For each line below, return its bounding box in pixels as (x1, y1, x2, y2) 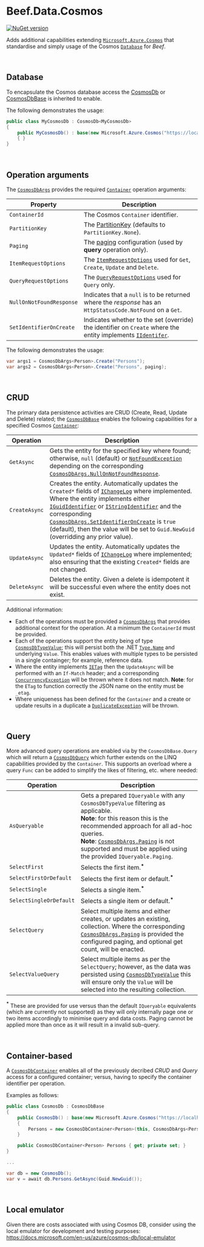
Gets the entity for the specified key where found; (49, 446, 191, 455)
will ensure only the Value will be (80, 977, 173, 986)
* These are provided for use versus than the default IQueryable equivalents (6, 1000, 196, 1009)
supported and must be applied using (80, 845, 187, 853)
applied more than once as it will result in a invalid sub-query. (6, 1021, 160, 1028)
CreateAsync (9, 507, 44, 513)
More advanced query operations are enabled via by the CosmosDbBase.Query (6, 747, 197, 754)
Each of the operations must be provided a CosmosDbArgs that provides (15, 617, 191, 625)
